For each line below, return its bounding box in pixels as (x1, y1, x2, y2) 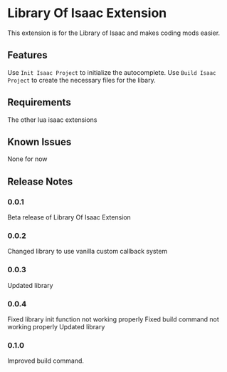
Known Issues (7, 135, 72, 148)
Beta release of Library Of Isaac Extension (7, 213, 132, 222)
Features (7, 49, 48, 61)
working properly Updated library (7, 322, 105, 331)
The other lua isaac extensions (7, 115, 97, 124)
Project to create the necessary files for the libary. (7, 76, 156, 84)
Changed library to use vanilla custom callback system (7, 247, 168, 256)
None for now (7, 155, 48, 163)
